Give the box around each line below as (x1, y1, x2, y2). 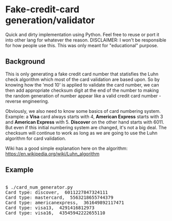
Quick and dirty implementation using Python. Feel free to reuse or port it (5, 31, 160, 37)
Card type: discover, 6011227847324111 (5, 189, 109, 195)
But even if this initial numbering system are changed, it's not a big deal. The (5, 124, 167, 130)
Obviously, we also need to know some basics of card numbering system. (5, 108, 161, 114)
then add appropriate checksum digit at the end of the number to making (5, 87, 159, 93)
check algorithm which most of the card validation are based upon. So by (5, 76, 160, 83)
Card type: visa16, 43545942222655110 (5, 210, 105, 216)
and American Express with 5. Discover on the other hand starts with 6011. (5, 119, 164, 125)
